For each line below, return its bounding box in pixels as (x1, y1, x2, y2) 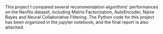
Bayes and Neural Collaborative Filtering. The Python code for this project (5, 14, 155, 20)
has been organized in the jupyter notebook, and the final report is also (5, 19, 149, 25)
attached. (5, 24, 25, 30)
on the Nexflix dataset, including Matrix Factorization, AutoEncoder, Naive (5, 9, 155, 15)
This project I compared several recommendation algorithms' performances (5, 4, 159, 10)
